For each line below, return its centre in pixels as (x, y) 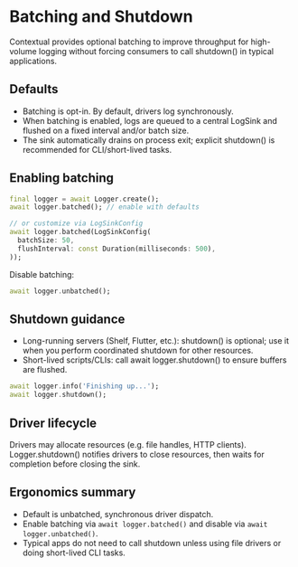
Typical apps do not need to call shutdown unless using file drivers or (152, 543)
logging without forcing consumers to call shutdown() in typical (156, 51)
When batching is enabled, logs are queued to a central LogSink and (149, 120)
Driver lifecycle (53, 423)
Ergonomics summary (73, 492)
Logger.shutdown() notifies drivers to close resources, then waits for (137, 454)
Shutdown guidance (67, 319)
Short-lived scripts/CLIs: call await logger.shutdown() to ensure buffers (154, 360)
